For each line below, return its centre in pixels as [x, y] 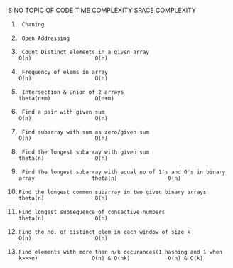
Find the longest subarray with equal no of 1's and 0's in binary [124, 172]
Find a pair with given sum [63, 112]
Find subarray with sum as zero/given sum [86, 132]
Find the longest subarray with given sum [86, 152]
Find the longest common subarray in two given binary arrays [112, 192]
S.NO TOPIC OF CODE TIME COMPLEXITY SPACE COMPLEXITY [102, 10]
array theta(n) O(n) [99, 178]
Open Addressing [46, 38]
